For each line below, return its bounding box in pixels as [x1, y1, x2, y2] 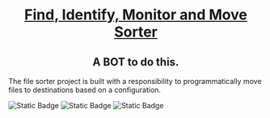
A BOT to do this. [92, 55, 179, 69]
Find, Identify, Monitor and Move [23, 6, 248, 24]
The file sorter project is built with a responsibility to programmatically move [8, 77, 262, 86]
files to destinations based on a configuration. [8, 85, 162, 95]
